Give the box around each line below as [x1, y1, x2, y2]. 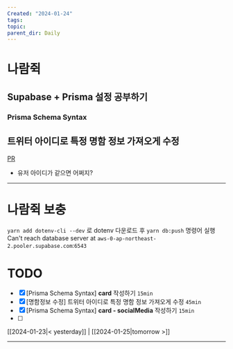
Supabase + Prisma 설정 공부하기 [7, 91, 148, 102]
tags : [7, 17, 23, 24]
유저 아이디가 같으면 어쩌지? [17, 168, 94, 177]
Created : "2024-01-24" [7, 10, 73, 17]
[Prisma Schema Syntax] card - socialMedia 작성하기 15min [26, 306, 195, 315]
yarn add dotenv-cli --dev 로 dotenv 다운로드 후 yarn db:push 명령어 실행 [7, 226, 216, 234]
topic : [7, 23, 26, 30]
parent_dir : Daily [7, 29, 60, 37]
